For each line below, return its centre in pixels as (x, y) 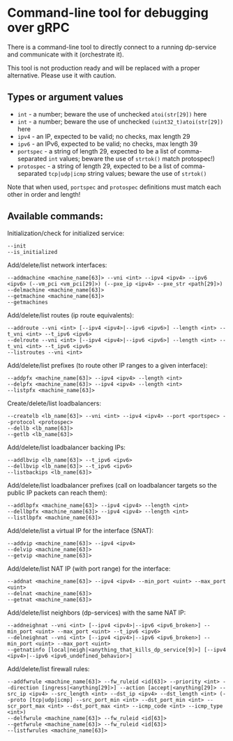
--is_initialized (32, 252)
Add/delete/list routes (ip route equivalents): (71, 315)
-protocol (22, 422)
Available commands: (55, 217)
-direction (23, 688)
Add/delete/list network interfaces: (57, 265)
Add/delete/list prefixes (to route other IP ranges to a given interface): (107, 365)
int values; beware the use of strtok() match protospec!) (131, 158)
